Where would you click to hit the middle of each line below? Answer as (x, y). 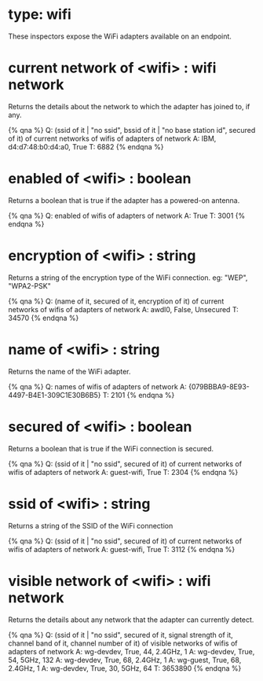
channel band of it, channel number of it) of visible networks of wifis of (123, 643)
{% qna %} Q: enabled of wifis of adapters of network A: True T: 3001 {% (127, 215)
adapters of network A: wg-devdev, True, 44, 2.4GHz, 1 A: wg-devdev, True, (131, 651)
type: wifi (40, 15)
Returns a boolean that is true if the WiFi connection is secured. (111, 448)
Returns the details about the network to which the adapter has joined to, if (129, 106)
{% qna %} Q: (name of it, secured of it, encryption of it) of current (116, 301)
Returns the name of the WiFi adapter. (69, 371)
